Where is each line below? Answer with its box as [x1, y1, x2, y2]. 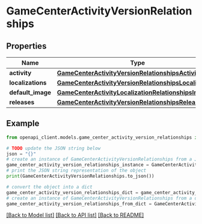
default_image [9, 88, 52, 97]
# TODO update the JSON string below [6, 145, 101, 151]
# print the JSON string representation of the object [6, 168, 147, 174]
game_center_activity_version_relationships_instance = [6, 162, 149, 168]
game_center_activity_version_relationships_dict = [6, 189, 138, 196]
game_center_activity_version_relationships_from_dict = [6, 201, 152, 207]
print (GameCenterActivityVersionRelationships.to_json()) [6, 173, 155, 180]
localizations [9, 79, 47, 86]
